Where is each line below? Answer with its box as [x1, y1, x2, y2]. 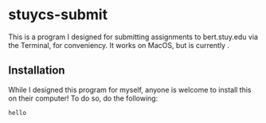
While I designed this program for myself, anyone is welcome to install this [8, 85, 252, 94]
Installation [8, 64, 65, 77]
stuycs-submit [8, 6, 108, 24]
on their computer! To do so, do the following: [8, 93, 158, 103]
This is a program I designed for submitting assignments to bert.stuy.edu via [8, 32, 259, 42]
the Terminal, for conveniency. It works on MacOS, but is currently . [8, 40, 229, 50]
